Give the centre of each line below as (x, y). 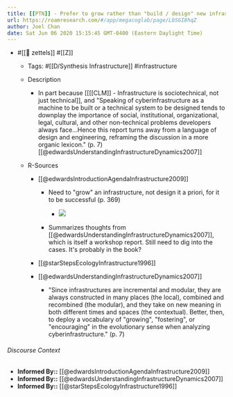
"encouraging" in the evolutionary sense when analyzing (129, 327)
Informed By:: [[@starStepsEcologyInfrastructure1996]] (97, 387)
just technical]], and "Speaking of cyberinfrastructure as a (121, 101)
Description (44, 80)
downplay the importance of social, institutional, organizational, (128, 115)
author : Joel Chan (34, 26)
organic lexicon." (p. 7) (70, 145)
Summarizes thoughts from (87, 228)
